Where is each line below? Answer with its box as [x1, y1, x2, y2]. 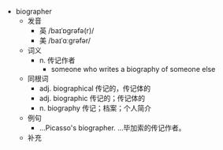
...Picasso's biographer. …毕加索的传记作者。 [39, 123, 186, 133]
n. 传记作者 [39, 55, 76, 65]
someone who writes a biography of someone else [50, 65, 216, 73]
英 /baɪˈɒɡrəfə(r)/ [39, 26, 95, 35]
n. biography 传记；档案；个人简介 [39, 103, 152, 113]
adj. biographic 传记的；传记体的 [39, 94, 146, 103]
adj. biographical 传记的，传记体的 [39, 84, 151, 93]
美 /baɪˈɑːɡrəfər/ [39, 36, 91, 45]
